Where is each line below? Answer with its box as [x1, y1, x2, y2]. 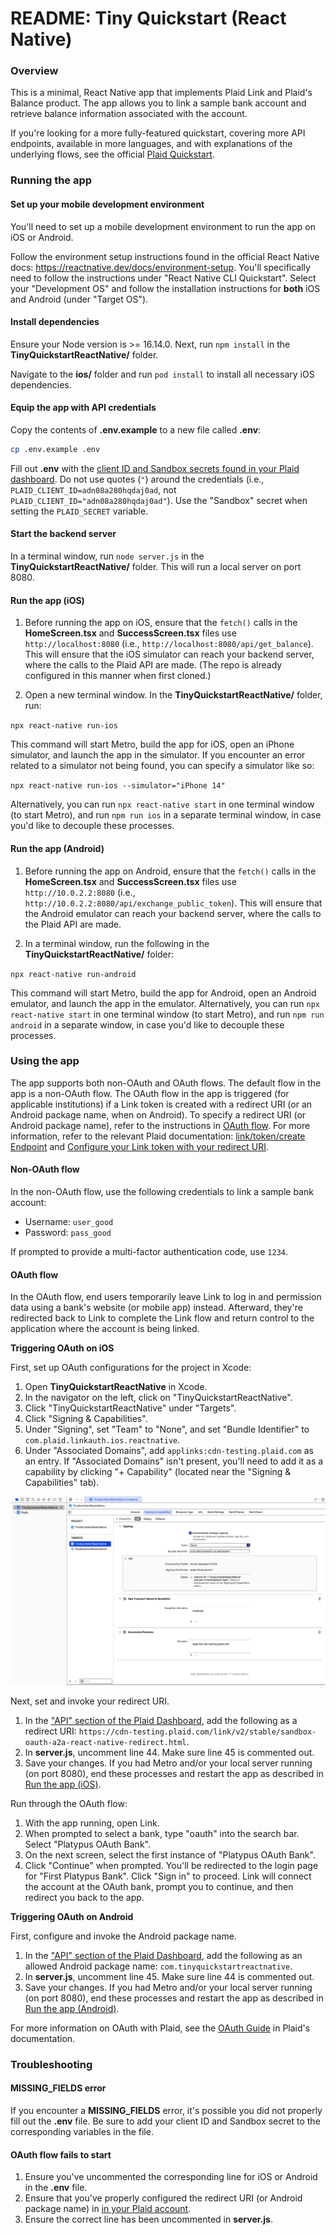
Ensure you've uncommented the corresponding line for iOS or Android [24, 2171, 318, 2183]
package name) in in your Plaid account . [24, 2203, 192, 2215]
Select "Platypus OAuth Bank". [24, 1838, 151, 1850]
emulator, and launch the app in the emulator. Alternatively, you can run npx [10, 997, 320, 1009]
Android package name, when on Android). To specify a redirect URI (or [10, 1108, 307, 1121]
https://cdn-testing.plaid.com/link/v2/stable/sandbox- [78, 1727, 317, 1737]
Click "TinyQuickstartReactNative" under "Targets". [24, 1402, 237, 1414]
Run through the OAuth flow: [10, 1797, 128, 1809]
